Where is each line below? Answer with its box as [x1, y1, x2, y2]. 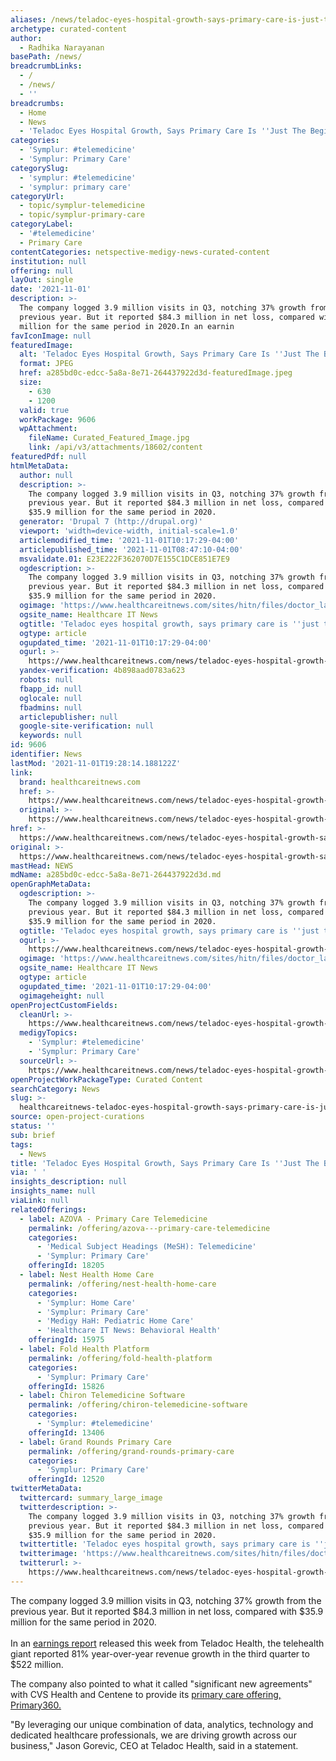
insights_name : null [10, 1186, 97, 1196]
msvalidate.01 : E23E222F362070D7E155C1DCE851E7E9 [19, 554, 230, 564]
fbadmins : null [19, 702, 83, 713]
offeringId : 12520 [28, 1474, 105, 1485]
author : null [19, 470, 74, 480]
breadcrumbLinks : [10, 61, 83, 71]
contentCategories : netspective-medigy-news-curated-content [10, 247, 271, 257]
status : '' [10, 1121, 56, 1131]
